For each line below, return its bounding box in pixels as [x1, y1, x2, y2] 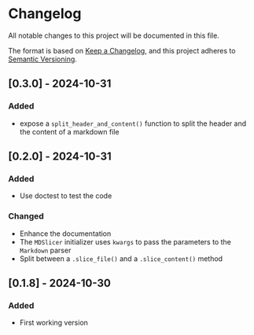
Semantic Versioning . [8, 54, 77, 64]
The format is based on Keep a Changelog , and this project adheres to [8, 46, 236, 55]
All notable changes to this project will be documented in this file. [8, 31, 220, 40]
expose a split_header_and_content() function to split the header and [19, 119, 247, 128]
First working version [19, 318, 89, 327]
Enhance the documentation [19, 229, 112, 238]
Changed [8, 211, 45, 222]
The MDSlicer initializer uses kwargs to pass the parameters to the [19, 237, 232, 246]
